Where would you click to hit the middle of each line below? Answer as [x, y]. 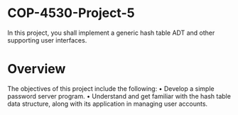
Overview [37, 69]
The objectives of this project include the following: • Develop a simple [111, 88]
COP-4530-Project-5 [71, 13]
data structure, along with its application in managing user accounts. [108, 104]
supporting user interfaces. [47, 40]
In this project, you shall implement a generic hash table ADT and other [111, 33]
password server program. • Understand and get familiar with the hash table [119, 96]
